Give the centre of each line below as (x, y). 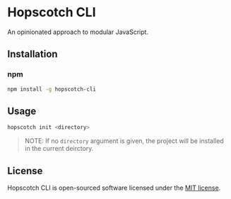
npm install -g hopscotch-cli (52, 89)
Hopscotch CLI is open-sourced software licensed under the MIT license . (114, 188)
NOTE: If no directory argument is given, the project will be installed (124, 141)
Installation (32, 54)
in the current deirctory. (59, 149)
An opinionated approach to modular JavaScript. (78, 32)
